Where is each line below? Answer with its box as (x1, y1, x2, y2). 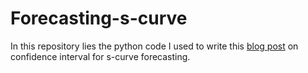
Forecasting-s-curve (10, 7, 188, 30)
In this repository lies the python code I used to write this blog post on (10, 40, 299, 52)
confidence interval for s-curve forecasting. (10, 50, 191, 62)
